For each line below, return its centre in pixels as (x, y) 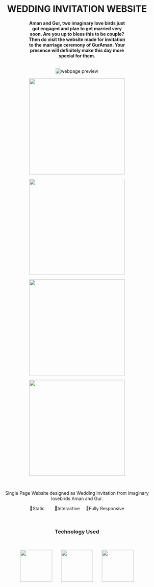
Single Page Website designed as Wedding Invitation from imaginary (77, 493)
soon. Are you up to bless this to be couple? (77, 34)
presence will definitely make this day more (77, 50)
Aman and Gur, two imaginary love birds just (77, 23)
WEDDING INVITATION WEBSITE (77, 9)
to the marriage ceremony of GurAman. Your (77, 45)
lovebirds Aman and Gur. (77, 498)
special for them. (77, 56)
